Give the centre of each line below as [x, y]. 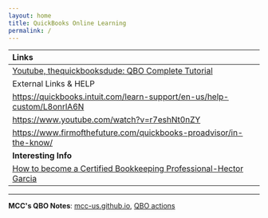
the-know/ [33, 143]
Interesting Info [42, 156]
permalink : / [30, 30]
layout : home [30, 16]
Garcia [25, 179]
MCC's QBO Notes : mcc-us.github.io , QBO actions [92, 206]
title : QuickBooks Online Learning [67, 23]
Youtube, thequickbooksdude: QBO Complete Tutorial [112, 71]
